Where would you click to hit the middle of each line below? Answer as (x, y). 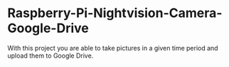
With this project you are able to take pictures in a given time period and (113, 48)
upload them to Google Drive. (50, 56)
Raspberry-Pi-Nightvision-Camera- (115, 13)
